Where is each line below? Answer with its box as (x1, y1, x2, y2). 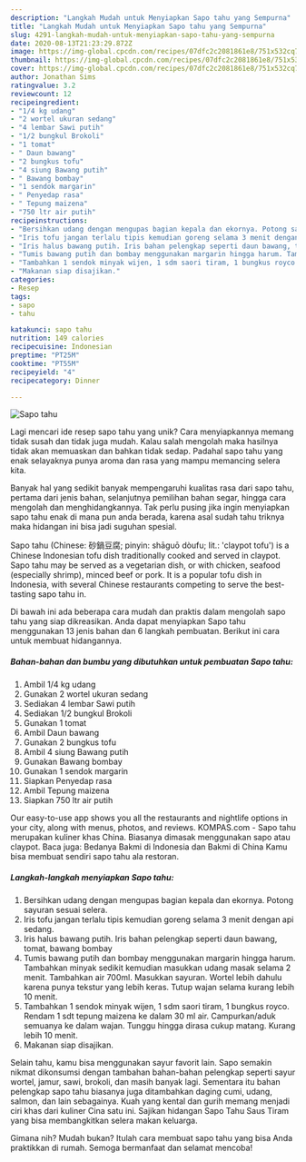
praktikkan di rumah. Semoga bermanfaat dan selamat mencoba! (10, 1142, 253, 1154)
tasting (10, 589, 36, 600)
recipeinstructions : (10, 215, 89, 225)
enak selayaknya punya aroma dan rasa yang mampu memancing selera (10, 455, 281, 466)
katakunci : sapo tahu (10, 325, 93, 334)
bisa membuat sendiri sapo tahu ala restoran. (10, 851, 180, 862)
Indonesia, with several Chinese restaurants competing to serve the (10, 579, 263, 591)
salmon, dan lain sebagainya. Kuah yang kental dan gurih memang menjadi (10, 1096, 290, 1107)
